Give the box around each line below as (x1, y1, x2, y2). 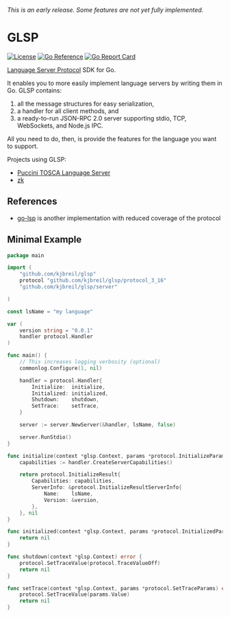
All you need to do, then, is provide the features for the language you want (7, 134, 217, 143)
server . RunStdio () (19, 433, 72, 441)
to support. (7, 142, 39, 150)
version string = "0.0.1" (19, 327, 94, 334)
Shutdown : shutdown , (31, 396, 99, 403)
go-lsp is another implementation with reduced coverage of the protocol (16, 214, 221, 222)
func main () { (7, 352, 48, 359)
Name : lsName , (43, 490, 94, 498)
